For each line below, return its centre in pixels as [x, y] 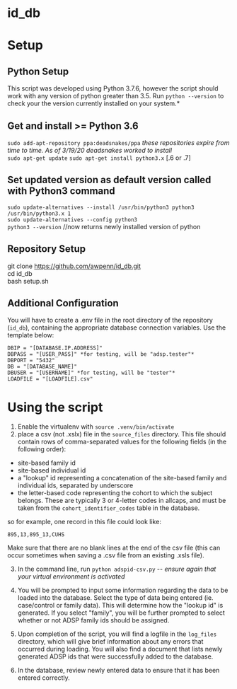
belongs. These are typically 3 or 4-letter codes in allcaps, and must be [122, 501]
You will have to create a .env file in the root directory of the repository [110, 320]
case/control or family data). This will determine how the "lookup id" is [120, 606]
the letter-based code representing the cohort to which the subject [115, 493]
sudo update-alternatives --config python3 [73, 220]
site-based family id [46, 463]
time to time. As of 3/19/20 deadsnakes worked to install [89, 150]
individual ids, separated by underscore [75, 485]
